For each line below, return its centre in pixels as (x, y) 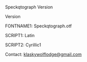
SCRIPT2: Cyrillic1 (23, 45)
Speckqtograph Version (29, 7)
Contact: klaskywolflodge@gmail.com (43, 54)
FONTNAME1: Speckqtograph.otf (39, 26)
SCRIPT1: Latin (20, 35)
